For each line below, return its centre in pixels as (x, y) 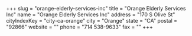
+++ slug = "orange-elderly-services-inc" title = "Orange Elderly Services (96, 8)
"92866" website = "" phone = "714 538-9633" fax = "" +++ (80, 27)
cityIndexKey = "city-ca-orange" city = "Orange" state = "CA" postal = (92, 21)
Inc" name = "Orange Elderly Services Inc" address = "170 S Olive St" (91, 15)
